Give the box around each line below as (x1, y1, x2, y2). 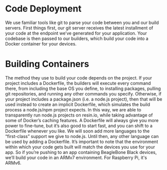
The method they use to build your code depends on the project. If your (5, 74, 153, 80)
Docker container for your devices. (5, 40, 77, 46)
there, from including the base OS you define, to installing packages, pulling (5, 85, 161, 91)
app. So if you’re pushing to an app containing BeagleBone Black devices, (5, 149, 157, 155)
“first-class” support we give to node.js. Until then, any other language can (5, 133, 159, 139)
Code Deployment (5, 3, 82, 14)
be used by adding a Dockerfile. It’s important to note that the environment (5, 138, 159, 144)
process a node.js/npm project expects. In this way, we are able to (5, 106, 142, 112)
